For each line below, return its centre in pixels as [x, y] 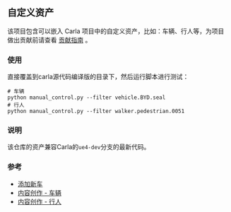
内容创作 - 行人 [40, 201]
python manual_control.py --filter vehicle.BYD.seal [87, 98]
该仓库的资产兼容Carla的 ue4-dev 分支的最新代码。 [79, 147]
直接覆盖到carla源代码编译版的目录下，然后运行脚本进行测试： [98, 77]
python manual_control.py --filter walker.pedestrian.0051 [96, 112]
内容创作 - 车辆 [40, 192]
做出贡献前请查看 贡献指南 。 [49, 40]
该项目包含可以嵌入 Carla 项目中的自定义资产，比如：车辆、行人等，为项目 [116, 31]
